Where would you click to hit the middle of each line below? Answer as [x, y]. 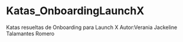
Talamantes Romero [30, 33]
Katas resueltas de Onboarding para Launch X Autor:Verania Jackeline [92, 27]
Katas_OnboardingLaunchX [75, 11]
